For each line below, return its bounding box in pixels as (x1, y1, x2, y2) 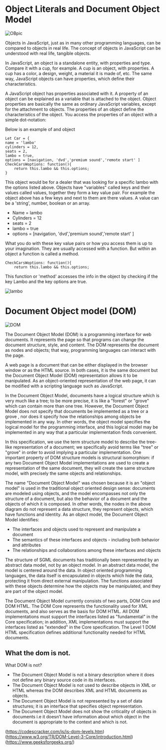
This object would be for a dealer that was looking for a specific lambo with (5, 179, 159, 185)
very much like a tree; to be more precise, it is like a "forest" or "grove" (5, 398, 149, 404)
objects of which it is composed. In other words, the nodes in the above (5, 500, 151, 507)
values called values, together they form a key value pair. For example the (5, 189, 155, 196)
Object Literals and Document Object (5, 3, 160, 15)
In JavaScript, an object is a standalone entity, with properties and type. (5, 60, 152, 66)
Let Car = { (5, 136, 30, 141)
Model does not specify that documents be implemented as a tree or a (5, 408, 148, 414)
